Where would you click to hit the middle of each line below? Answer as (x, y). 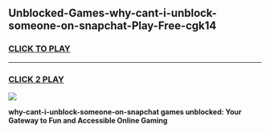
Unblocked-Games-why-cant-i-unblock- (112, 13)
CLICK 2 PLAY (36, 79)
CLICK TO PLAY (39, 49)
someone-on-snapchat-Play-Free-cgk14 (112, 26)
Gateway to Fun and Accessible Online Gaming (88, 120)
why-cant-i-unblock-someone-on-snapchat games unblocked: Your (125, 111)
